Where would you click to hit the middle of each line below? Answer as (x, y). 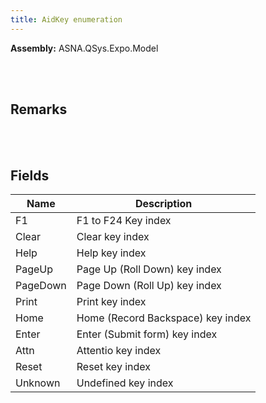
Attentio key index (119, 351)
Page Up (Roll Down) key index (149, 269)
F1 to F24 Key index (124, 221)
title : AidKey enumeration (66, 19)
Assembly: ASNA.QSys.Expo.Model (84, 48)
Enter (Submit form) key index (147, 334)
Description (163, 204)
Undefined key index (125, 383)
